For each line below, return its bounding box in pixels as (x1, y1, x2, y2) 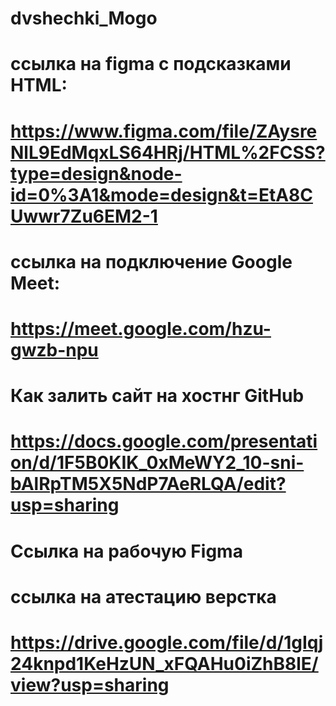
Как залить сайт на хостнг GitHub (10, 385, 305, 407)
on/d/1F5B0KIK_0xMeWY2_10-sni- (10, 452, 305, 474)
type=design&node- (10, 162, 183, 185)
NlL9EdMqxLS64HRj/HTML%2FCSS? (10, 141, 326, 164)
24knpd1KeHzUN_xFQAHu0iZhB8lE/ (10, 652, 319, 675)
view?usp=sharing (10, 673, 170, 696)
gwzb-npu (10, 338, 99, 361)
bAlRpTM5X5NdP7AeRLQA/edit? (10, 473, 287, 496)
